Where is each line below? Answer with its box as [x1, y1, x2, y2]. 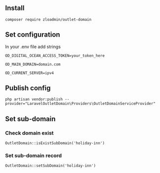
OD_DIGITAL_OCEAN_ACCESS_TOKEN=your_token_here [5, 53, 105, 58]
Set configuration [5, 31, 60, 39]
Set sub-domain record [5, 152, 62, 159]
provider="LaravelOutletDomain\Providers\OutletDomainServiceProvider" [5, 101, 156, 106]
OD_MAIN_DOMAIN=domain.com [5, 62, 61, 67]
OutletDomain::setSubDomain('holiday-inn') [5, 163, 96, 169]
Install [5, 4, 25, 12]
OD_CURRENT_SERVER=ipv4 [5, 70, 54, 76]
